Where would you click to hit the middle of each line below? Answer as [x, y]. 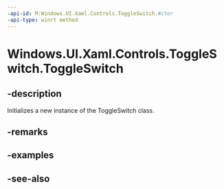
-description [34, 94]
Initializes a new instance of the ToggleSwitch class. [81, 110]
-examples [31, 155]
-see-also [29, 178]
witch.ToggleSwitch [65, 68]
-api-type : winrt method [43, 20]
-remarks [27, 132]
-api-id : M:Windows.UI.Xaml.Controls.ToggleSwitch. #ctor [90, 13]
